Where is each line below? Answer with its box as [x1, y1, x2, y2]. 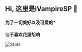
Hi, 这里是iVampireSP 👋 [5, 4, 78, 13]
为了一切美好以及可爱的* [5, 19, 56, 25]
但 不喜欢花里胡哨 [5, 31, 40, 37]
